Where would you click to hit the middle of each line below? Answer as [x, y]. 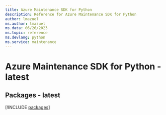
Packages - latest [33, 95]
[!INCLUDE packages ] [28, 107]
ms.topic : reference [27, 33]
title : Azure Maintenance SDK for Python [49, 10]
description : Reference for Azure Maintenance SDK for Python [71, 14]
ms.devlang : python [25, 38]
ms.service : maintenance [31, 42]
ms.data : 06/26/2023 [27, 28]
